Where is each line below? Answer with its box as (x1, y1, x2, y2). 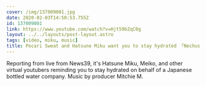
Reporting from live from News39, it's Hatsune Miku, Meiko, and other (6, 59, 183, 67)
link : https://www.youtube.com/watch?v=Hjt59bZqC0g (6, 26, 141, 32)
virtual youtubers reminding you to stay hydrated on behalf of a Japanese (6, 66, 192, 73)
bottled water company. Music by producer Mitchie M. (6, 73, 143, 80)
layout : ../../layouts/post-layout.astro (6, 32, 114, 38)
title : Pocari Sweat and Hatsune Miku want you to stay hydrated (6, 43, 177, 49)
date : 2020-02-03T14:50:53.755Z (6, 15, 89, 21)
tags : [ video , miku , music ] (6, 37, 78, 43)
